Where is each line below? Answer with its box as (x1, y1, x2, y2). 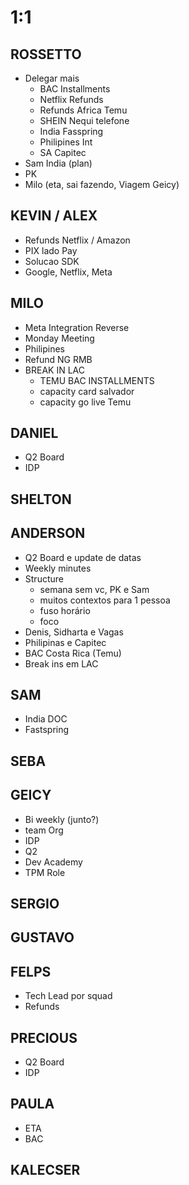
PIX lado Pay (24, 244, 78, 256)
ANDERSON (10, 525, 86, 542)
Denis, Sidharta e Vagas (24, 626, 124, 638)
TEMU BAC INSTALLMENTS (39, 374, 155, 386)
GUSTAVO (10, 929, 75, 946)
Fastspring (24, 724, 70, 736)
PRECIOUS (10, 1029, 78, 1046)
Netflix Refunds (39, 94, 104, 105)
